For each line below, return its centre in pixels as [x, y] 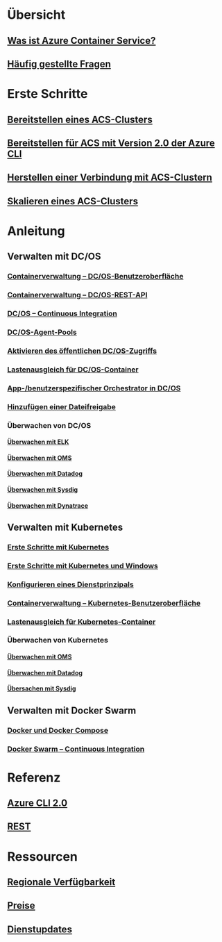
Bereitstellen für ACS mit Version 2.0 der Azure [111, 143]
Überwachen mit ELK [38, 442]
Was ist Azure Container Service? [82, 41]
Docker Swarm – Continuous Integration [76, 749]
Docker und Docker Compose [58, 730]
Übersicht [36, 15]
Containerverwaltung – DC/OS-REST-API [77, 295]
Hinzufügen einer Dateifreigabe [62, 406]
